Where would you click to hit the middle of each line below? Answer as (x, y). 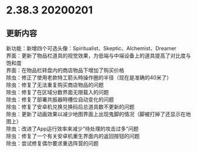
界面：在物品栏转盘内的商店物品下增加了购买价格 (65, 70)
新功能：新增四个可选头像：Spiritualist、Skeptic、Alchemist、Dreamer (91, 48)
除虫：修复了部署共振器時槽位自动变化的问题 (60, 99)
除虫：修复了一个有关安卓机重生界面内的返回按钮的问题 (73, 136)
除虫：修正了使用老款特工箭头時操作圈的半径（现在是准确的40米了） (89, 77)
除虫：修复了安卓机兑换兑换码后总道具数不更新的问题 (70, 107)
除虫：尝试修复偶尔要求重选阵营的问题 (52, 143)
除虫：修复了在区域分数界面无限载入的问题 (57, 92)
